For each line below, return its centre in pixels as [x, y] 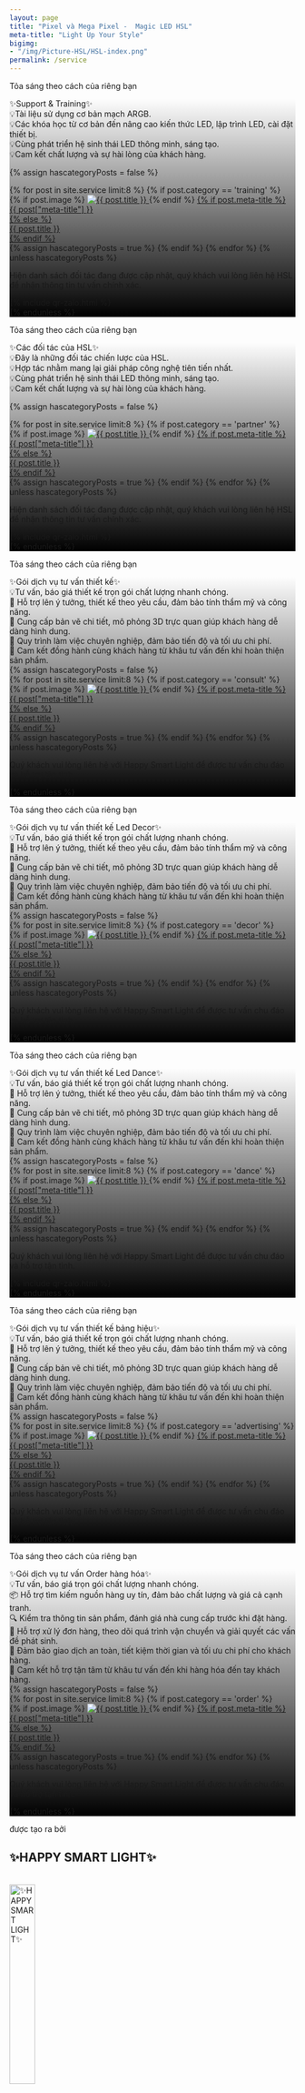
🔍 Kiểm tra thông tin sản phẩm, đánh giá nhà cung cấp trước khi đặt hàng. [148, 1618]
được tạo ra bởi [38, 1829]
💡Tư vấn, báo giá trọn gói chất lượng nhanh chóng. [104, 1584]
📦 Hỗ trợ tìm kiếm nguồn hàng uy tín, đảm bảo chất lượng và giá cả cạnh [146, 1595]
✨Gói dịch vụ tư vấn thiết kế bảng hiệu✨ [85, 1328]
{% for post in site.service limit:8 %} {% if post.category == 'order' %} [141, 1699]
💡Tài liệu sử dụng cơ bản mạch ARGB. [80, 114]
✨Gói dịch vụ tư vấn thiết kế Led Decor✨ [85, 827]
